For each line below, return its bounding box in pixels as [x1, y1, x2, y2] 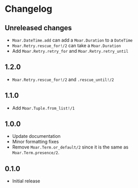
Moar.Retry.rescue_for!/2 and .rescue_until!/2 [12, 76, 114, 82]
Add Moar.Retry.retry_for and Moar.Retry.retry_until [12, 48, 128, 54]
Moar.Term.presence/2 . [12, 150, 60, 156]
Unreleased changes [5, 24, 72, 32]
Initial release [12, 178, 40, 184]
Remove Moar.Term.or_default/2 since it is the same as [12, 144, 128, 150]
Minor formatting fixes [12, 139, 59, 145]
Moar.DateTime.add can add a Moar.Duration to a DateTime [12, 37, 133, 43]
